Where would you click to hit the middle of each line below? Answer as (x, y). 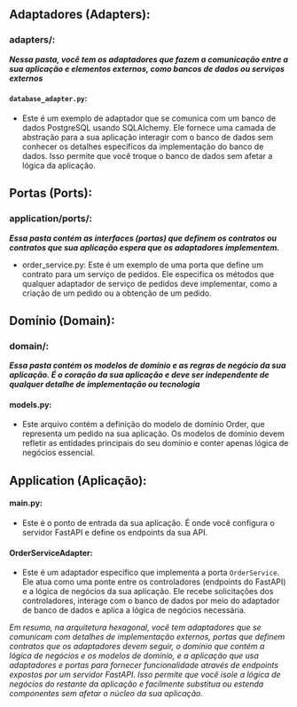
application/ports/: (51, 218)
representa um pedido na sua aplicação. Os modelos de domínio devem (153, 433)
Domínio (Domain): (62, 320)
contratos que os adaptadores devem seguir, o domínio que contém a (137, 647)
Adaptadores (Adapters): (80, 15)
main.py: (26, 503)
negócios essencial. (59, 453)
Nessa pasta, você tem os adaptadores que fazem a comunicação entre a (149, 59)
